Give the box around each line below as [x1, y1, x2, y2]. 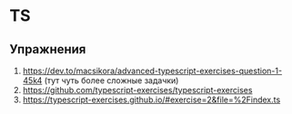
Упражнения [9, 42, 86, 57]
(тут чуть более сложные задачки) [44, 75, 179, 86]
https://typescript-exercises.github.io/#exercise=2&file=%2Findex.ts [22, 94, 281, 105]
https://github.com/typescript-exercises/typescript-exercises [22, 85, 253, 95]
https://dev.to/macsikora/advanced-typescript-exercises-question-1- [22, 65, 283, 76]
